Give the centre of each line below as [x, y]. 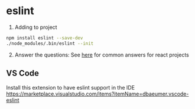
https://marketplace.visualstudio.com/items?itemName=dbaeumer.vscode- [97, 94]
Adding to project [36, 27]
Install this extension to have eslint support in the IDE [70, 87]
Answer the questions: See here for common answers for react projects [102, 55]
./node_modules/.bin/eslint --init [50, 43]
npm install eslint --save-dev [45, 38]
